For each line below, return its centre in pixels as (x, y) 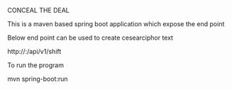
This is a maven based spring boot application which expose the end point (116, 24)
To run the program (35, 65)
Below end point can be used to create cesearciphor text (90, 38)
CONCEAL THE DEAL (38, 10)
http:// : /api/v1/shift (34, 51)
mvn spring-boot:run (38, 79)
